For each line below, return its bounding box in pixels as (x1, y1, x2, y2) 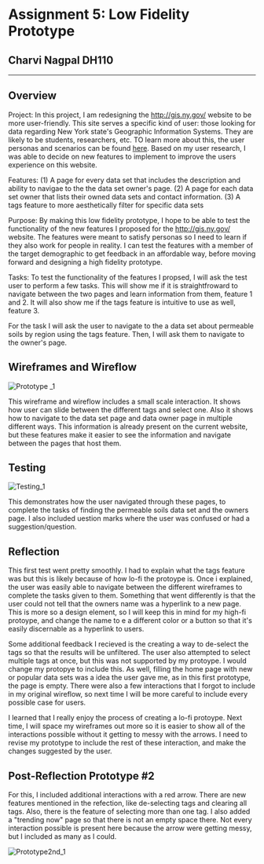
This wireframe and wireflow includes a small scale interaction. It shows (8, 397, 241, 406)
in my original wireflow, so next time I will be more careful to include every (8, 690, 248, 699)
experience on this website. (8, 159, 98, 170)
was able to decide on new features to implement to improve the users (8, 152, 236, 161)
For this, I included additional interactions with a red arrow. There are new (8, 790, 247, 800)
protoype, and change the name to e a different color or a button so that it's (8, 616, 253, 625)
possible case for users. (8, 697, 86, 708)
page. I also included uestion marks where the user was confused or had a (8, 514, 250, 523)
